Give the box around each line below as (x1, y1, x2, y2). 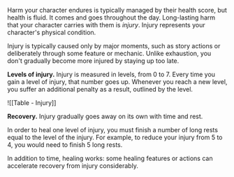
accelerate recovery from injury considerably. (7, 162, 138, 170)
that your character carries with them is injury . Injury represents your (7, 21, 205, 29)
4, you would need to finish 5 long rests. (7, 141, 123, 149)
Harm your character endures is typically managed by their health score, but (7, 6, 227, 14)
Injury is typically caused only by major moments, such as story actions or (7, 42, 221, 50)
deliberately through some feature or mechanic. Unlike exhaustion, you (7, 49, 212, 57)
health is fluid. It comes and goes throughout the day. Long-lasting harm (7, 13, 216, 22)
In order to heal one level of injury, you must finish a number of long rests (7, 126, 219, 134)
